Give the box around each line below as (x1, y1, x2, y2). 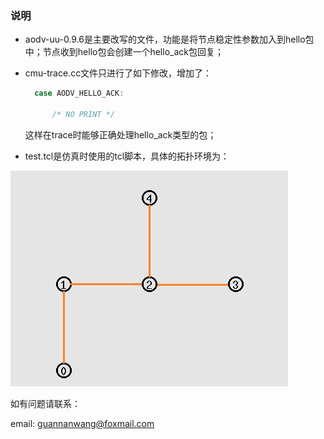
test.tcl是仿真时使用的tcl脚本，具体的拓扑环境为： (24, 150, 230, 162)
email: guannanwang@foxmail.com (10, 417, 155, 429)
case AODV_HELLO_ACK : (34, 88, 125, 99)
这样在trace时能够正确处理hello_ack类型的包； (24, 128, 217, 141)
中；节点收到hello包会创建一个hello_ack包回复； (24, 46, 224, 58)
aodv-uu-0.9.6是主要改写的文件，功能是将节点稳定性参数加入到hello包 (24, 33, 315, 46)
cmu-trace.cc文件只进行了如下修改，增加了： (24, 67, 213, 79)
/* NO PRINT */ (51, 110, 115, 120)
